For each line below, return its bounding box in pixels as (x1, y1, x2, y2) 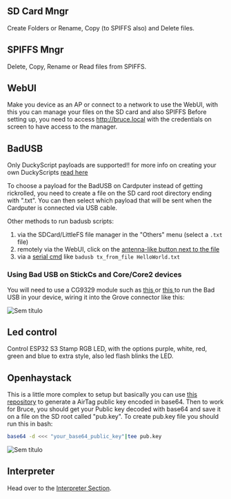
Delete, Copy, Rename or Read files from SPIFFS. (7, 62, 147, 70)
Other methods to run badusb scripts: (7, 217, 114, 225)
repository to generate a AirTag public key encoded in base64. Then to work (7, 397, 224, 406)
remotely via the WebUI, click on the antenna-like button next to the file (17, 245, 220, 254)
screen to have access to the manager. (7, 122, 118, 131)
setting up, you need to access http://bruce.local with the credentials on (7, 115, 212, 124)
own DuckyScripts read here (7, 169, 88, 177)
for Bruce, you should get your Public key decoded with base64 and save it (7, 405, 221, 413)
